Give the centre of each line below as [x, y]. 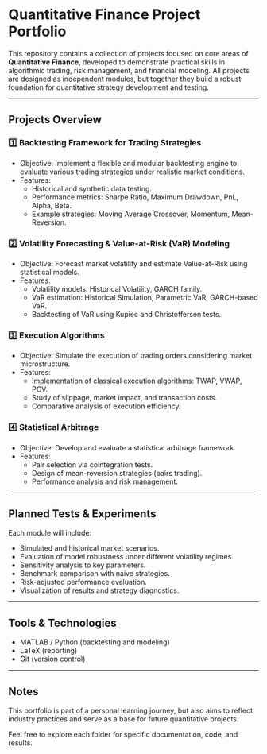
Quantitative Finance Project [104, 15]
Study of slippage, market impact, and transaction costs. [124, 398]
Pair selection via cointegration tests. [92, 464]
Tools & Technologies [62, 623]
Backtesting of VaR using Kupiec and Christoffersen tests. [126, 314]
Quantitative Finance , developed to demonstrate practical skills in [117, 62]
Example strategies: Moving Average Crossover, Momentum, [131, 214]
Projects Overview [55, 120]
